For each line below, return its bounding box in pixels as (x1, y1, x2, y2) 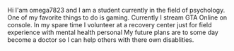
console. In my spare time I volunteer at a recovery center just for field (7, 21, 212, 29)
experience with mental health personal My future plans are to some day (7, 28, 219, 36)
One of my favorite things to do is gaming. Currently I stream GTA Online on (7, 13, 228, 22)
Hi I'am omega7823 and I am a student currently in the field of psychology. (7, 6, 226, 14)
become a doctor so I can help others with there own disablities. (7, 36, 194, 44)
